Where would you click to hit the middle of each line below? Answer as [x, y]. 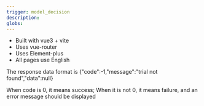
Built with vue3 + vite [42, 41]
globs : [15, 23]
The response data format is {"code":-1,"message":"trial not [82, 72]
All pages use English [42, 60]
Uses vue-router [36, 47]
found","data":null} [30, 78]
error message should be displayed [51, 97]
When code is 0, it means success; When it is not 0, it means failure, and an [102, 90]
